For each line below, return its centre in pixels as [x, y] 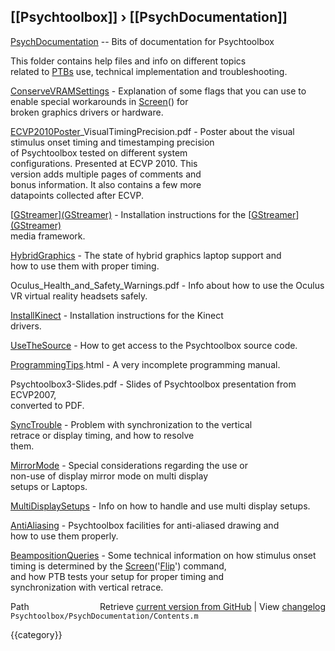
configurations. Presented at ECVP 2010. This [104, 163]
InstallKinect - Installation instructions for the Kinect [117, 315]
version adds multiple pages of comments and [106, 174]
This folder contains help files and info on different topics [128, 61]
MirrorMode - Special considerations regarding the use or [129, 465]
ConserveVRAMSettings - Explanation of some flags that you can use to [158, 91]
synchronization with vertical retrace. [87, 587]
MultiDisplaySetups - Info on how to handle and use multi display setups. [160, 506]
